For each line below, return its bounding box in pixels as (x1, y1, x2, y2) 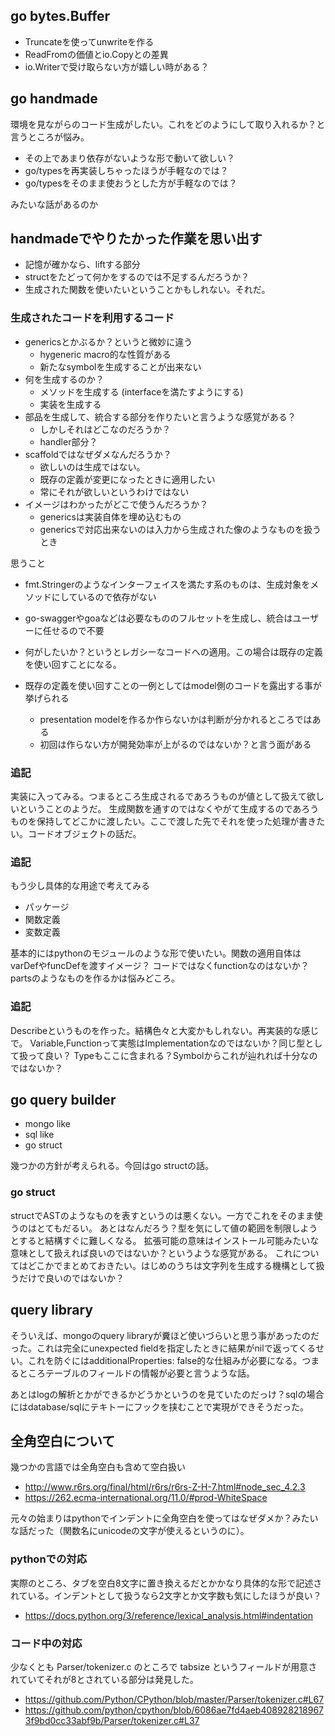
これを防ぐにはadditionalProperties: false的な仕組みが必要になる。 (27, 1354, 303, 1366)
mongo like (24, 1118, 71, 1130)
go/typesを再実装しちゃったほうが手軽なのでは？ (24, 164, 229, 176)
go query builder (10, 1092, 117, 1109)
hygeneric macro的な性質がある (39, 348, 172, 360)
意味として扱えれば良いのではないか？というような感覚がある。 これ (10, 1247, 293, 1259)
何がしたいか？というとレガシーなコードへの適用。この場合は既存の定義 (24, 645, 323, 658)
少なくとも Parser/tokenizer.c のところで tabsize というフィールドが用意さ (10, 1660, 318, 1673)
